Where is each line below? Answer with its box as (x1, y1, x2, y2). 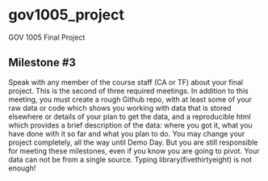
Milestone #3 (8, 56, 77, 69)
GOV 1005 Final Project (8, 32, 86, 42)
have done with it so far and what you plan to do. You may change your (8, 128, 245, 138)
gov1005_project (8, 6, 125, 24)
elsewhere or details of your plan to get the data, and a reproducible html (8, 112, 252, 121)
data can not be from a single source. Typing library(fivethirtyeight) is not (8, 154, 253, 164)
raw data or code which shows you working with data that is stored (8, 103, 232, 112)
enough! (8, 163, 36, 173)
